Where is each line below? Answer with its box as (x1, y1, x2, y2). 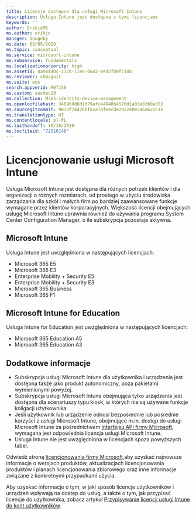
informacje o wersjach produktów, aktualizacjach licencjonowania (6, 460, 164, 467)
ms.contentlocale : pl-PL (6, 118, 67, 123)
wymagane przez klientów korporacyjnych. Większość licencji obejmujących (6, 204, 191, 211)
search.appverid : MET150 (6, 85, 67, 91)
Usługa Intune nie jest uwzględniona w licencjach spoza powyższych (14, 436, 181, 443)
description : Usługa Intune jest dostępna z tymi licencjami (6, 14, 159, 20)
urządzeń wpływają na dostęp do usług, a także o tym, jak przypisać (6, 490, 171, 497)
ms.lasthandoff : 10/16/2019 (6, 123, 75, 129)
